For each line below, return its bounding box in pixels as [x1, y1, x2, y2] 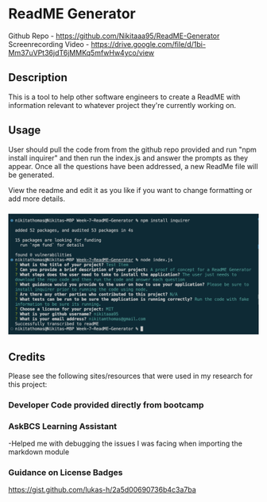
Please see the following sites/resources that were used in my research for [8, 371, 253, 380]
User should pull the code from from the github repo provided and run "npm [8, 145, 257, 154]
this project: [8, 379, 48, 389]
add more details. [8, 194, 66, 203]
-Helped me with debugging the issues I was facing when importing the [8, 438, 242, 449]
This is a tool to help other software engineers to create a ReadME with [8, 92, 241, 102]
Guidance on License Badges [8, 467, 123, 478]
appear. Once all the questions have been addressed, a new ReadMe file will [8, 161, 258, 171]
